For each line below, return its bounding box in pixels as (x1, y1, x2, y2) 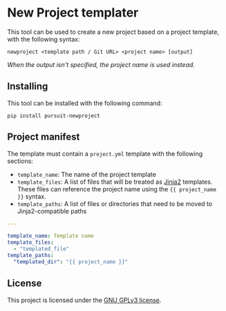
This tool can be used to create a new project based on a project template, (7, 28, 220, 36)
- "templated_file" (13, 245, 70, 253)
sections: (7, 157, 33, 165)
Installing (7, 81, 48, 93)
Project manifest (7, 131, 80, 143)
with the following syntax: (7, 35, 81, 43)
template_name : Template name (7, 233, 95, 240)
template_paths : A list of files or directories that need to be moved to (17, 199, 213, 208)
